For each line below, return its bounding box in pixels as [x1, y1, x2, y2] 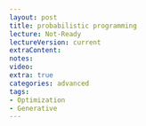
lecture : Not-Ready [9, 29, 82, 38]
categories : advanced [9, 79, 90, 88]
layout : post [9, 12, 58, 22]
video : [9, 63, 34, 72]
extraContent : [9, 46, 62, 55]
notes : [9, 54, 34, 63]
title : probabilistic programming [9, 21, 138, 30]
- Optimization [9, 95, 66, 105]
